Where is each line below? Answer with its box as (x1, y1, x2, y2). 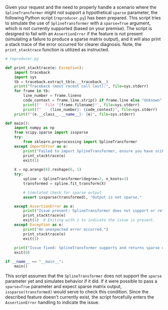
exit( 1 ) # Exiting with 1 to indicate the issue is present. (23, 218, 155, 223)
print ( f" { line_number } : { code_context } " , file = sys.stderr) (23, 107, 157, 112)
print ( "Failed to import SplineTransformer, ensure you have (23, 148, 153, 154)
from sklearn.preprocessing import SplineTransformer (23, 139, 137, 144)
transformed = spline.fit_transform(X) (23, 181, 106, 186)
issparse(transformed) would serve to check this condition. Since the (5, 289, 149, 295)
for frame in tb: (14, 88, 50, 94)
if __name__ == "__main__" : (5, 259, 64, 264)
